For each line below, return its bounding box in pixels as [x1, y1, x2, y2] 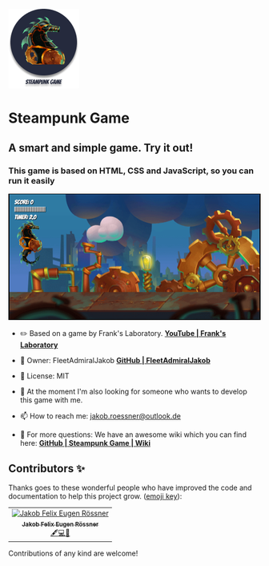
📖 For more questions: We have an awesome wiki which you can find [19, 430, 247, 439]
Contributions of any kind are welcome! [8, 548, 139, 558]
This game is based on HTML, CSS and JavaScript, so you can [8, 165, 255, 176]
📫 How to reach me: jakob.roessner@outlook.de [19, 411, 182, 421]
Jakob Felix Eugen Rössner [22, 520, 99, 528]
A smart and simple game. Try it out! [8, 141, 194, 155]
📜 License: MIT [19, 371, 70, 381]
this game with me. [19, 395, 83, 405]
